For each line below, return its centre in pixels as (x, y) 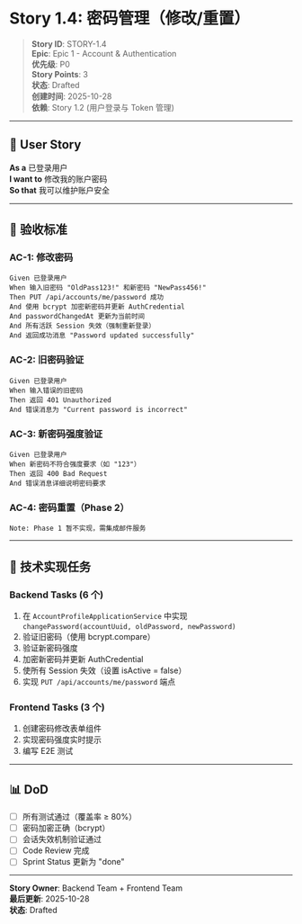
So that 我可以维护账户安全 (60, 190)
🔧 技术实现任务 (50, 566)
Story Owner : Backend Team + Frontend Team (96, 888)
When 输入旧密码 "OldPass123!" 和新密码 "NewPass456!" (108, 288)
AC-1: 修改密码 (41, 257)
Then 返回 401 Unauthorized (61, 400)
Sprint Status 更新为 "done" (73, 862)
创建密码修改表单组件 (62, 729)
